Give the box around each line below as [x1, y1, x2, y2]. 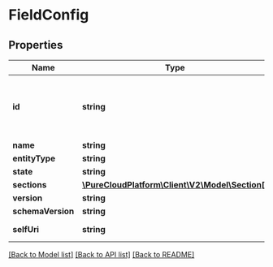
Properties [8, 38, 63, 52]
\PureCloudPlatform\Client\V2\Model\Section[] [82, 179, 268, 190]
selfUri [12, 224, 39, 235]
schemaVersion [12, 205, 75, 217]
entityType [12, 153, 55, 164]
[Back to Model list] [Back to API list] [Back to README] [8, 250, 195, 259]
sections [12, 179, 47, 190]
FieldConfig [8, 6, 89, 24]
